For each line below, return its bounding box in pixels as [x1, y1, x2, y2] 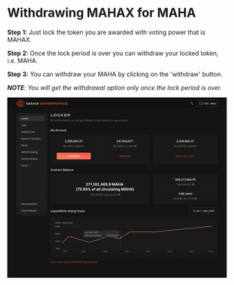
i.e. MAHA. [7, 56, 38, 64]
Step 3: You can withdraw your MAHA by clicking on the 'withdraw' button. [7, 70, 223, 78]
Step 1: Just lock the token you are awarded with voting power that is [7, 28, 205, 36]
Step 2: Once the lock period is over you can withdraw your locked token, [7, 49, 219, 57]
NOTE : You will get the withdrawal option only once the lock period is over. [7, 83, 222, 92]
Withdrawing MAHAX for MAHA [7, 5, 196, 21]
